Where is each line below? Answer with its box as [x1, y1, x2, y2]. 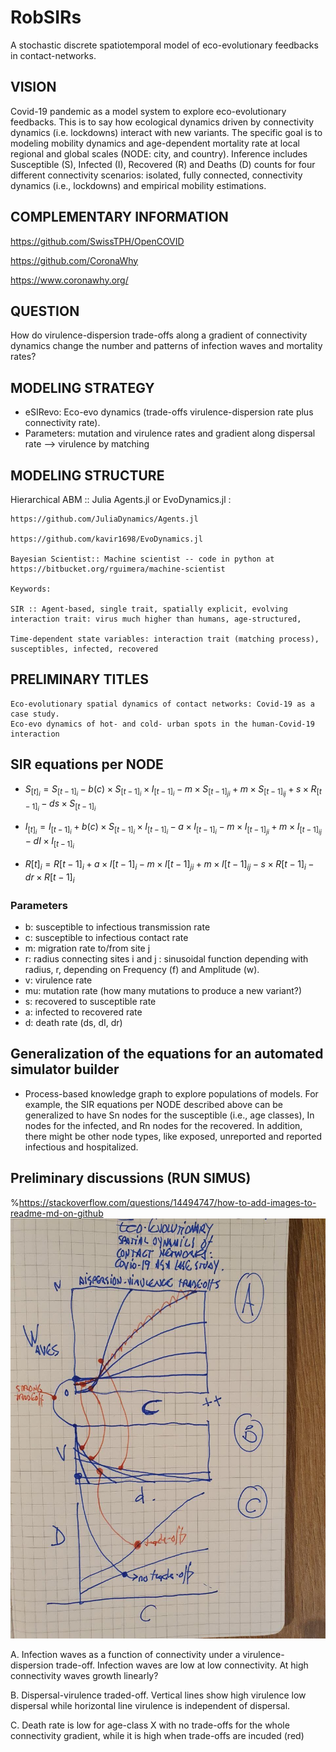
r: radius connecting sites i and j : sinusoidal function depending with [24, 953, 309, 965]
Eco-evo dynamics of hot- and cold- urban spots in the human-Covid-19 [10, 719, 315, 729]
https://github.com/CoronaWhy [10, 254, 139, 266]
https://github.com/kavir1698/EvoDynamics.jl [10, 534, 203, 544]
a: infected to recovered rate [24, 1006, 143, 1018]
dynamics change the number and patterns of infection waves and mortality [10, 340, 323, 352]
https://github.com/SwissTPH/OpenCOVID [10, 235, 185, 247]
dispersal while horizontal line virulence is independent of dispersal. [10, 1699, 291, 1711]
